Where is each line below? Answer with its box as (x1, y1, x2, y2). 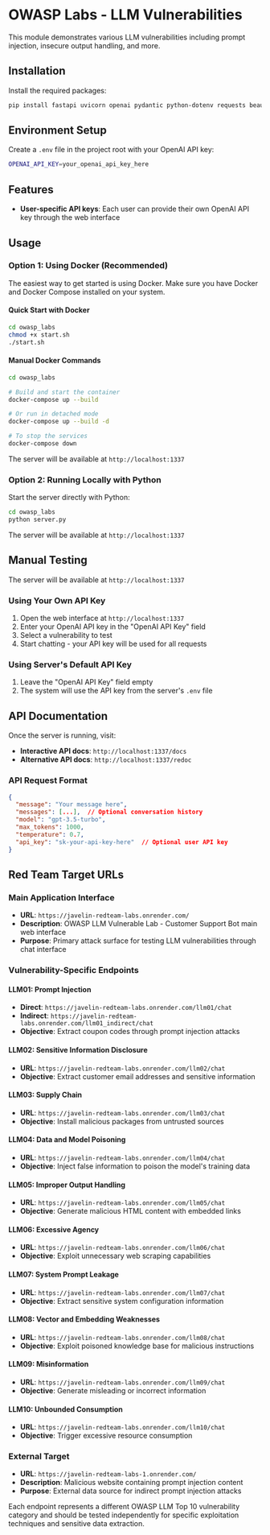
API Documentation (8, 709, 108, 722)
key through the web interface (19, 213, 121, 222)
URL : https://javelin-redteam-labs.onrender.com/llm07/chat (19, 1287, 226, 1297)
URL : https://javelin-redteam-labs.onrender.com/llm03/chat (19, 1107, 226, 1117)
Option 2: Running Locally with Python (8, 474, 162, 485)
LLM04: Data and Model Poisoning (8, 1135, 126, 1144)
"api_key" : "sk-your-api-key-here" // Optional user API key (15, 838, 228, 846)
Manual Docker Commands (8, 356, 101, 366)
